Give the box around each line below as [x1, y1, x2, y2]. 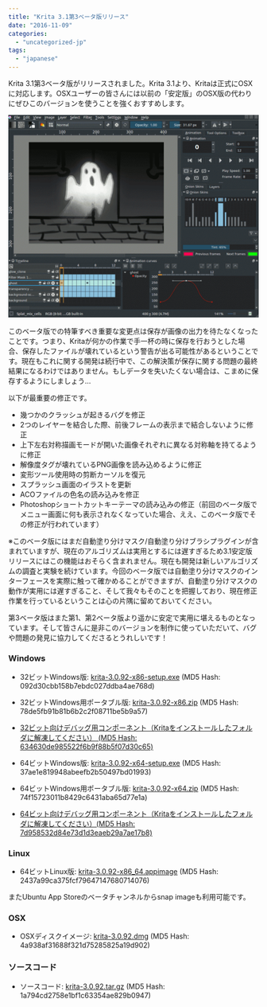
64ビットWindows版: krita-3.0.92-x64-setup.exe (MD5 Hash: [19, 758, 221, 767]
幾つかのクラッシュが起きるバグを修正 [19, 410, 145, 420]
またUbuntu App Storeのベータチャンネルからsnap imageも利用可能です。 [8, 892, 250, 902]
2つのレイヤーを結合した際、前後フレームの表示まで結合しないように [19, 420, 247, 429]
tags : [8, 46, 26, 55]
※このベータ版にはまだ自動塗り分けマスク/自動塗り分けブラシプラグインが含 [8, 536, 259, 545]
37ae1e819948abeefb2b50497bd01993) [19, 767, 152, 776]
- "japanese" [15, 55, 59, 63]
